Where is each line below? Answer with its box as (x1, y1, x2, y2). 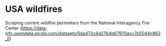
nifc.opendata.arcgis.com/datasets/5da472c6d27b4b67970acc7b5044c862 (5, 30, 161, 36)
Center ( (5, 25, 22, 31)
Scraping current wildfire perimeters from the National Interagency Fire (5, 20, 150, 26)
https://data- (21, 25, 48, 31)
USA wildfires (5, 3, 63, 15)
